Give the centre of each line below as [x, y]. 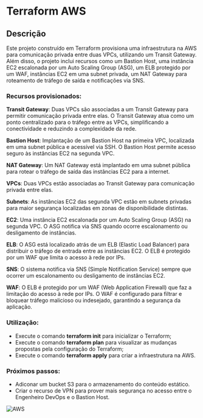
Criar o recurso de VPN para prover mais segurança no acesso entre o [103, 391]
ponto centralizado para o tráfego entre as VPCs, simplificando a [88, 122]
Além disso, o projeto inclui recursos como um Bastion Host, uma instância [100, 61]
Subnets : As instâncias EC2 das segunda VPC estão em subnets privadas [99, 202]
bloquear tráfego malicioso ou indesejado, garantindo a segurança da [94, 300]
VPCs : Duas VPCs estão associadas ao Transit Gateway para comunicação [101, 183]
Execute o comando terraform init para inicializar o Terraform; [93, 336]
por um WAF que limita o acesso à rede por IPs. [66, 258]
